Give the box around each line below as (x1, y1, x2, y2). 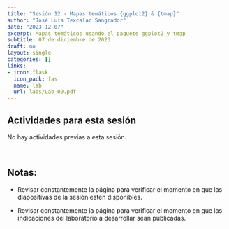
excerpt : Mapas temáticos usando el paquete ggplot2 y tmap (7, 29, 186, 37)
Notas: (7, 167, 37, 179)
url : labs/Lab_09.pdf (13, 88, 77, 95)
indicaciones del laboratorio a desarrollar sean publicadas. (17, 214, 186, 222)
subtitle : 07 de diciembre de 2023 (7, 36, 111, 43)
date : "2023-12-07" (7, 23, 64, 30)
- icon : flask (7, 69, 49, 76)
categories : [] (7, 56, 52, 63)
